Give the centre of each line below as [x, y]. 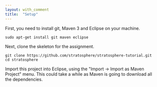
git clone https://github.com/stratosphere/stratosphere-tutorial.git [78, 55]
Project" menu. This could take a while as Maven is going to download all [79, 74]
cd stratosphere [22, 59]
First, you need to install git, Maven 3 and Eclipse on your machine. [73, 28]
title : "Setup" [22, 14]
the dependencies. [24, 79]
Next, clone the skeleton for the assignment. [50, 46]
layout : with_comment [27, 10]
